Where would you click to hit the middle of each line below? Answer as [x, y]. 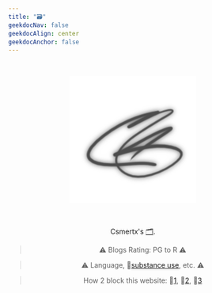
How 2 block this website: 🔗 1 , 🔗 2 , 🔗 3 [143, 280]
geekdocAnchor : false [44, 42]
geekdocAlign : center [44, 33]
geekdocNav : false [38, 25]
